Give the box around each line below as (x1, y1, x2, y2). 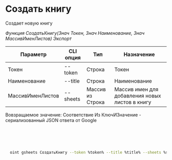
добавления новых (114, 92, 161, 99)
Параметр (20, 51, 47, 58)
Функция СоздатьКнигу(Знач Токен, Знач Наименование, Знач (5, 30, 145, 36)
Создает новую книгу (5, 20, 53, 26)
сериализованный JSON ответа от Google (5, 117, 97, 123)
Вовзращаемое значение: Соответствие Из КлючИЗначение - (5, 111, 142, 118)
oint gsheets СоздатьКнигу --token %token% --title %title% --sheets (10, 150, 161, 155)
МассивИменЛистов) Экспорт (5, 35, 72, 42)
